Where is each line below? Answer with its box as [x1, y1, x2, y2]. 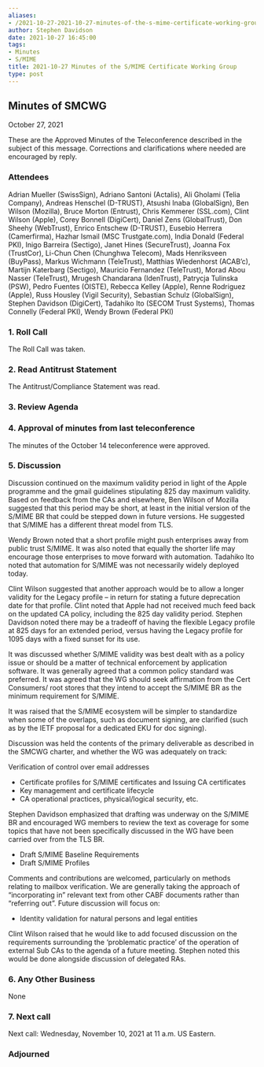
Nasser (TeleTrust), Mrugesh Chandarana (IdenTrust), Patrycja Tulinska [8, 273, 238, 283]
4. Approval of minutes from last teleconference [8, 423, 196, 434]
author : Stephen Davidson [8, 26, 93, 34]
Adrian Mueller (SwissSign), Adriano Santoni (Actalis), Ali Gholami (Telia [8, 190, 241, 199]
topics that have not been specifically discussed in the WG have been [8, 826, 234, 835]
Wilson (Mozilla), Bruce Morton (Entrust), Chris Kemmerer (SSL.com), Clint [8, 206, 250, 216]
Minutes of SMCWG [8, 99, 108, 113]
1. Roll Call [8, 326, 48, 337]
